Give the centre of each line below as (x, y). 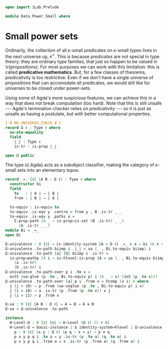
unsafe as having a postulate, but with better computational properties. (78, 114)
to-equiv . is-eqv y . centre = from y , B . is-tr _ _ (66, 212)
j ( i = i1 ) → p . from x (34, 295)
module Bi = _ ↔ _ (22, 230)
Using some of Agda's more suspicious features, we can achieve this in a (81, 98)
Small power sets (42, 36)
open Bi (13, 235)
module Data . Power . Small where (38, 16)
